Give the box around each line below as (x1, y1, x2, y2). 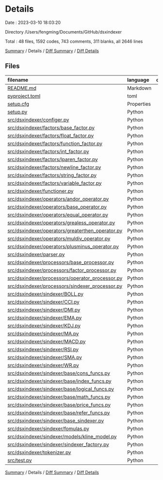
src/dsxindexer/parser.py (7, 251, 65, 258)
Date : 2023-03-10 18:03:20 (5, 19, 61, 25)
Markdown (127, 84, 152, 91)
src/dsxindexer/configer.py (7, 116, 69, 123)
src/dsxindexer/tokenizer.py (7, 449, 71, 456)
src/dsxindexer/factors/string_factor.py (7, 172, 97, 178)
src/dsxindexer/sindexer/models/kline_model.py (7, 433, 117, 440)
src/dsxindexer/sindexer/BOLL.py (7, 290, 84, 297)
